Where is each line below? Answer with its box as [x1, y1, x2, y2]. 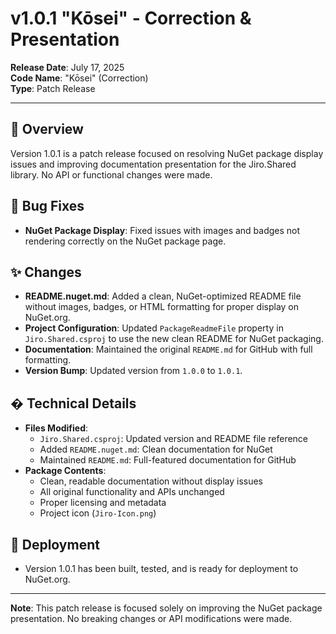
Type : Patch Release [10, 82, 96, 94]
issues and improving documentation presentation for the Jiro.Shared [10, 158, 297, 170]
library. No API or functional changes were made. [10, 168, 213, 181]
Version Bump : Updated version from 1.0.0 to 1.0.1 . [24, 365, 243, 377]
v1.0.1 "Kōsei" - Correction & [10, 7, 252, 30]
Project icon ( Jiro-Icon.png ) [39, 507, 157, 519]
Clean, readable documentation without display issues [39, 475, 264, 487]
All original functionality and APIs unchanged [39, 486, 225, 498]
